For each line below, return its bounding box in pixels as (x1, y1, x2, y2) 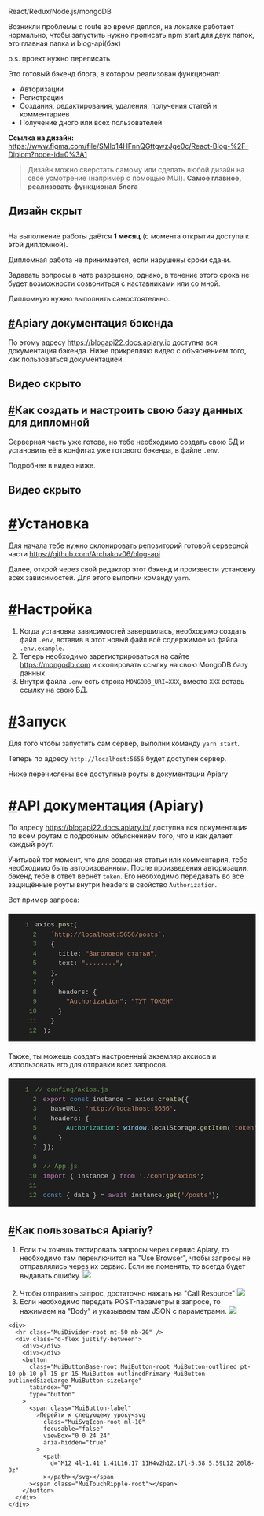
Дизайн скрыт (8, 205, 82, 218)
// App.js (42, 1163, 79, 1171)
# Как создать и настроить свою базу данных (8, 404, 244, 417)
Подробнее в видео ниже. (8, 460, 96, 470)
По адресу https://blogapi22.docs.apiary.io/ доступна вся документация (8, 823, 248, 832)
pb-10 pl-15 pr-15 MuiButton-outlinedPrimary (18, 1370, 170, 1377)
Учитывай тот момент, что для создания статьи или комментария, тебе (8, 854, 247, 864)
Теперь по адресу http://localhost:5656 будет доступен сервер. (8, 754, 227, 763)
